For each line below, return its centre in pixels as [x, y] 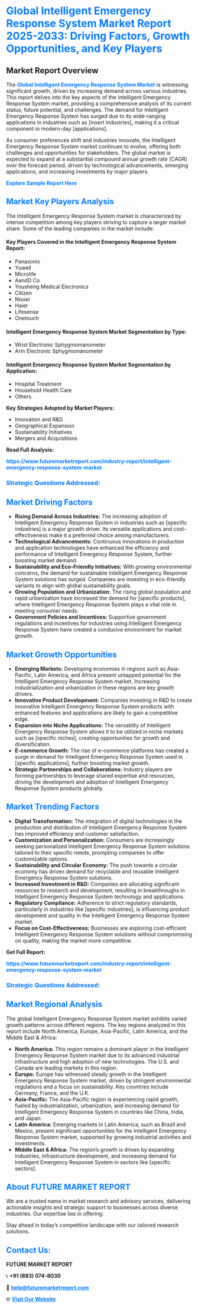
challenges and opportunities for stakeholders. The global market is [88, 153]
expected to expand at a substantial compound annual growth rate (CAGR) [97, 159]
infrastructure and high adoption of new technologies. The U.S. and [97, 1061]
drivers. [24, 694]
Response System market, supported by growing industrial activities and [103, 1137]
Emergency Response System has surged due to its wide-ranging [86, 116]
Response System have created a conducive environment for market [98, 630]
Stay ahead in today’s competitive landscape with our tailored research [92, 1225]
